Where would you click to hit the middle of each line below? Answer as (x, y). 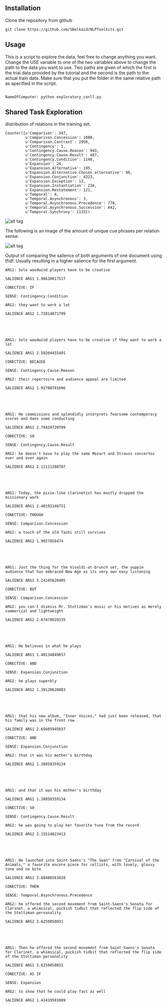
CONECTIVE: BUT (21, 589)
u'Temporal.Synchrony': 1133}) (58, 212)
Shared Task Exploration (44, 112)
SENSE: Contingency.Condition (37, 296)
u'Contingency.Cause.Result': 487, (62, 155)
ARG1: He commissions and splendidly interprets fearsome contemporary (81, 414)
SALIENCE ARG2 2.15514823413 (35, 834)
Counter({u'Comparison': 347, (37, 133)
